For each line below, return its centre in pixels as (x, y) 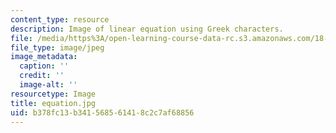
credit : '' (42, 76)
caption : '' (44, 66)
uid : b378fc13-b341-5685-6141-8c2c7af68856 (102, 112)
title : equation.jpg (53, 103)
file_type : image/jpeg (57, 47)
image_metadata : (44, 57)
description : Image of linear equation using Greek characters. (147, 29)
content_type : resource (60, 19)
